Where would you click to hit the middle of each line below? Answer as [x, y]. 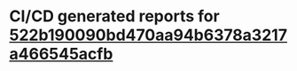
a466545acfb [61, 54]
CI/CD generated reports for [114, 16]
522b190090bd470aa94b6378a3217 [148, 35]
